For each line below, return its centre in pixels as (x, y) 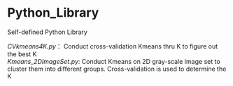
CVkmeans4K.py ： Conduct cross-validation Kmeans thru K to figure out (113, 46)
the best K (22, 54)
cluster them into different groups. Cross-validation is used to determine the (117, 69)
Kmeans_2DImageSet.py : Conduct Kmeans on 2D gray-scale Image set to (114, 61)
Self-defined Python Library (47, 32)
